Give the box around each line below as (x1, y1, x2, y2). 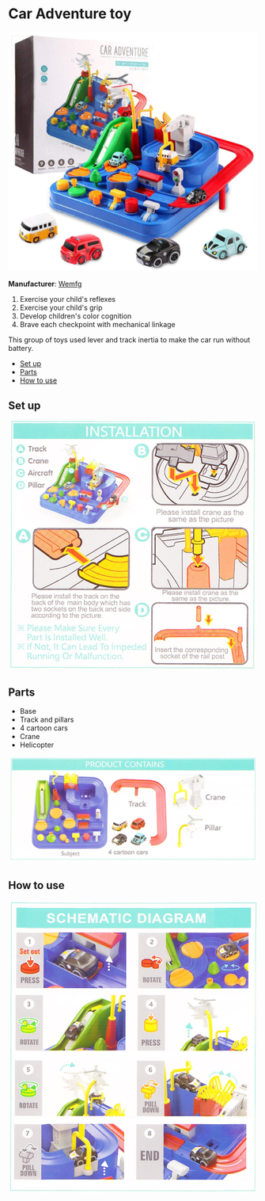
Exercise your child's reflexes (19, 295, 116, 304)
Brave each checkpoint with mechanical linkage (19, 320, 176, 330)
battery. (8, 344, 34, 353)
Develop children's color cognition (19, 311, 132, 321)
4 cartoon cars (19, 723, 69, 733)
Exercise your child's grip (19, 303, 103, 313)
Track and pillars (19, 715, 74, 725)
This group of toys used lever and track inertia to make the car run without (8, 335, 251, 345)
